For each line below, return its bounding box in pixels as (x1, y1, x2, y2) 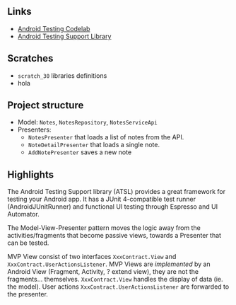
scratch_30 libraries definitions (17, 71, 107, 80)
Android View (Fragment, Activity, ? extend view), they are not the (7, 267, 199, 276)
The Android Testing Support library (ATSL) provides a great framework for (7, 188, 226, 196)
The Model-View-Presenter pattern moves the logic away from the (7, 224, 201, 232)
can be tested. (7, 238, 49, 247)
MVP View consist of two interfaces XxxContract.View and (7, 253, 177, 261)
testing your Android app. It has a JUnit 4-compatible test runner (7, 195, 196, 204)
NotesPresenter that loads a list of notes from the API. (28, 133, 184, 142)
